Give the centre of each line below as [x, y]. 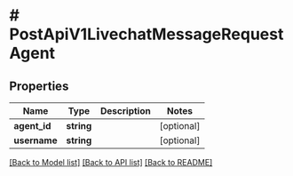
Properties [39, 86]
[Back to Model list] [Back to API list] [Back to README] [111, 162]
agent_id [32, 126]
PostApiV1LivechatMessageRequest [146, 34]
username [36, 140]
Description [126, 111]
